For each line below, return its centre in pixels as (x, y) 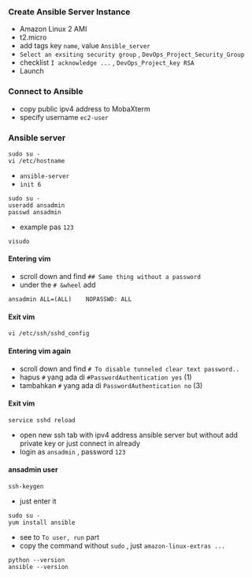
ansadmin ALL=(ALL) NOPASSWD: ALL (70, 300)
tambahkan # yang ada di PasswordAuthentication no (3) (111, 385)
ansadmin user (33, 470)
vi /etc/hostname (37, 160)
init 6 (30, 184)
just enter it (38, 501)
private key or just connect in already (80, 443)
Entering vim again (39, 351)
